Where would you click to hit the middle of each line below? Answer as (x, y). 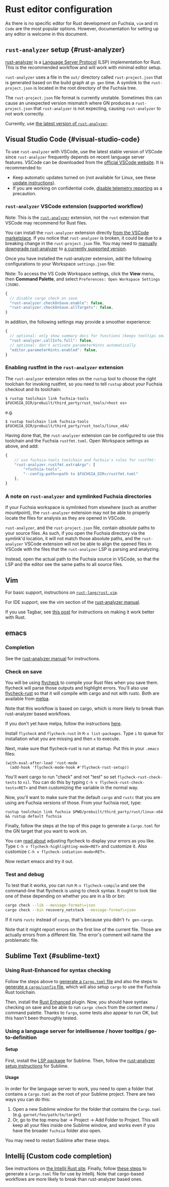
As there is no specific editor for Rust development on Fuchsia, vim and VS (82, 23)
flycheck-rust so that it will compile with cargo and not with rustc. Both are (82, 693)
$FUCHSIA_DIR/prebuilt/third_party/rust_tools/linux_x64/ (67, 426)
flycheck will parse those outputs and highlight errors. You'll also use (77, 688)
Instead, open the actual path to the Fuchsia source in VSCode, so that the (82, 559)
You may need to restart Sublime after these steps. (58, 1141)
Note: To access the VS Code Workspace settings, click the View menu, (80, 273)
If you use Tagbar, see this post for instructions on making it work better (80, 612)
